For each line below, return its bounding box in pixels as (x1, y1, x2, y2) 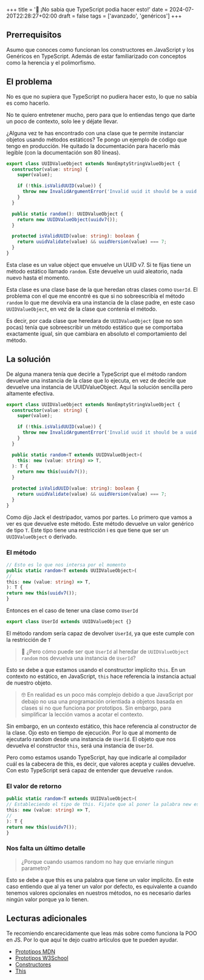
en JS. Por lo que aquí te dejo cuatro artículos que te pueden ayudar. (6, 936, 178, 943)
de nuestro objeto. (6, 679, 53, 686)
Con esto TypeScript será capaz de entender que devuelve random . (6, 766, 174, 774)
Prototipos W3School (15, 954, 69, 962)
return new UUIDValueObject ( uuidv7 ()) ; (17, 216, 118, 222)
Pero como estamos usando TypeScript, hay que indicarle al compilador (6, 753, 187, 761)
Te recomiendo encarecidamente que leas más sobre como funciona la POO (6, 929, 197, 937)
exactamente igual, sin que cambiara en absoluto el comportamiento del (6, 330, 187, 337)
